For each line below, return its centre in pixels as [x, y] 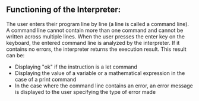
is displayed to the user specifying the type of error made [85, 92]
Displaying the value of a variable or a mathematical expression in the [100, 73]
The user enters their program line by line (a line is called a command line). [97, 24]
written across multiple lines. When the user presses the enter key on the [96, 36]
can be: [15, 55]
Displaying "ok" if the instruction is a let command [76, 67]
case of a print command [45, 79]
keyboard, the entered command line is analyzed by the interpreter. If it [93, 43]
